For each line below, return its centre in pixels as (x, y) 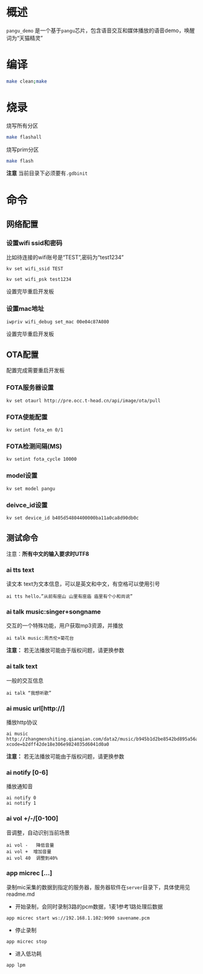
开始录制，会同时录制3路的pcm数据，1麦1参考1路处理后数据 (89, 906)
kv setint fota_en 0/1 (35, 430)
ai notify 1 (21, 803)
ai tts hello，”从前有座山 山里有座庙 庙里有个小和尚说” (69, 597)
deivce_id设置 (27, 505)
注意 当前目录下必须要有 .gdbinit (47, 173)
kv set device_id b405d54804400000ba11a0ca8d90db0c (72, 518)
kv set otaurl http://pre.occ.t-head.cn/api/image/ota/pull (84, 401)
